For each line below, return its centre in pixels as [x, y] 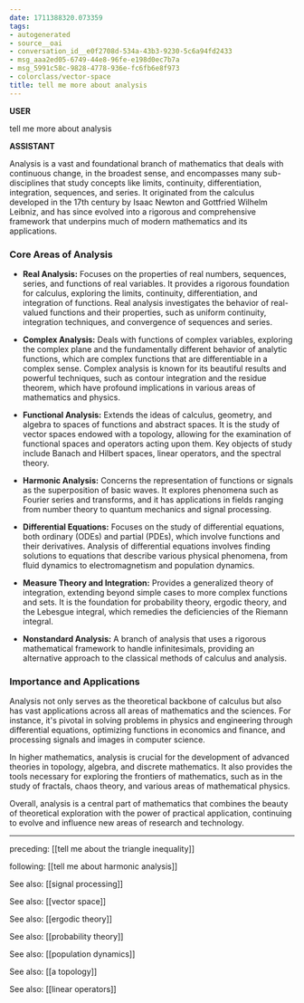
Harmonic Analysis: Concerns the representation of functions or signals [158, 480]
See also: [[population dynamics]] [72, 954]
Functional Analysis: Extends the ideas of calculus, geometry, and [147, 415]
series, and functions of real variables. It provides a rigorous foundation [156, 283]
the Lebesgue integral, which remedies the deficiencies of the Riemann [155, 611]
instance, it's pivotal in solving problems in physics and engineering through [151, 721]
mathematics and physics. [71, 397]
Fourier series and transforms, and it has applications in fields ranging [153, 500]
